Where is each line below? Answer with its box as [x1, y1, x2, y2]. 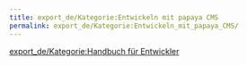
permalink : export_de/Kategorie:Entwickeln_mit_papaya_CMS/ [9, 21, 240, 30]
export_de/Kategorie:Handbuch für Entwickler [9, 45, 180, 56]
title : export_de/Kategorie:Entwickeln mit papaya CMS [9, 12, 219, 22]
